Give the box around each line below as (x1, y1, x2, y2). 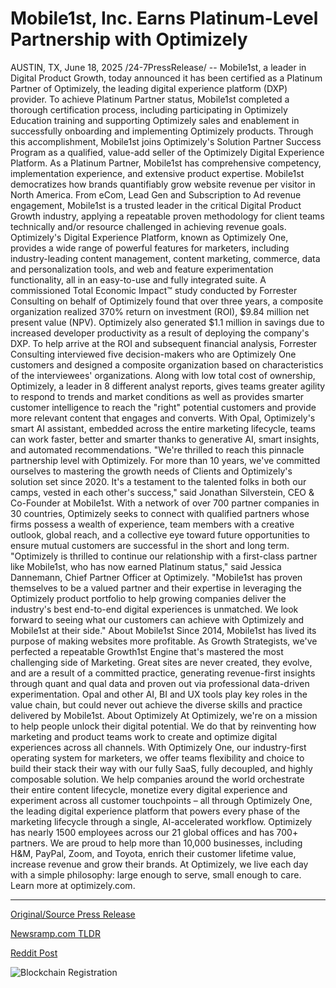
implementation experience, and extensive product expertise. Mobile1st (10, 167, 305, 179)
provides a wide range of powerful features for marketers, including (10, 242, 290, 254)
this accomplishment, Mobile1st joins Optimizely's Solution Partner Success (10, 135, 322, 147)
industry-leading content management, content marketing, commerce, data (10, 252, 321, 264)
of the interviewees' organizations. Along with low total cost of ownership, (10, 369, 316, 381)
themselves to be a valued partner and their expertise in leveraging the (10, 582, 302, 594)
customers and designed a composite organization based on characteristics (10, 358, 324, 371)
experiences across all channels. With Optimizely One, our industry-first (10, 741, 307, 753)
